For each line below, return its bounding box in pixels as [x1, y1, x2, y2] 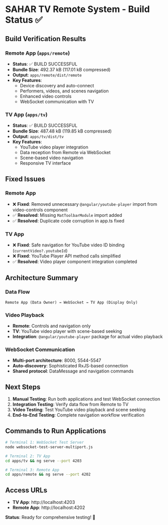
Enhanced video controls [20, 93, 72, 99]
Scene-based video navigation [20, 155, 84, 161]
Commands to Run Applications [5, 427, 106, 435]
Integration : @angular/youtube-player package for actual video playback [12, 334, 163, 340]
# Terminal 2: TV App [5, 453, 51, 459]
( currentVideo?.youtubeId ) [12, 247, 68, 254]
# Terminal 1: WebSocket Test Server [5, 440, 84, 445]
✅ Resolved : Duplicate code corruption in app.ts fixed [12, 217, 124, 224]
